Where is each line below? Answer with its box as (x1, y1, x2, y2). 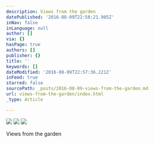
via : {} (6, 36, 25, 42)
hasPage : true (6, 42, 41, 48)
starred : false (6, 80, 43, 86)
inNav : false (6, 19, 38, 25)
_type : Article (6, 96, 43, 102)
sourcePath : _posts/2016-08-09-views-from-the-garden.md (6, 86, 149, 92)
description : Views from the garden (6, 8, 96, 15)
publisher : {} (6, 53, 41, 58)
